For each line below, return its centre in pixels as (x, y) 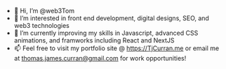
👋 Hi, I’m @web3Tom (44, 11)
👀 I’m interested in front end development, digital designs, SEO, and (111, 18)
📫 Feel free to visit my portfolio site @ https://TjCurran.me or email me (117, 48)
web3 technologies (42, 25)
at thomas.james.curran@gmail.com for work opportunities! (100, 58)
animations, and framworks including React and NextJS (94, 40)
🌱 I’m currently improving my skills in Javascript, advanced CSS (106, 33)
